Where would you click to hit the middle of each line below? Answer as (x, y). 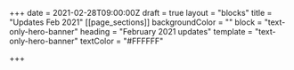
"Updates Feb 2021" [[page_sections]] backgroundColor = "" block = (136, 22)
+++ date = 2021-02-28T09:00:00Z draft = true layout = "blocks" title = (141, 13)
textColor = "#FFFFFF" (122, 41)
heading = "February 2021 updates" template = (167, 31)
